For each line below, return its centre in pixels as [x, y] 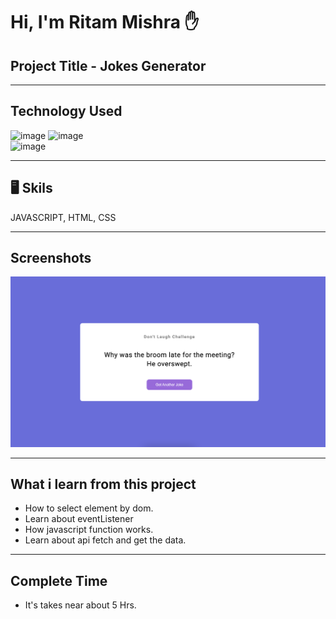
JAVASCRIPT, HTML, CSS [63, 217]
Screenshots [51, 258]
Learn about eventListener [79, 519]
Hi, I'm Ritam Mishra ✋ [105, 22]
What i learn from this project [103, 484]
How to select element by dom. [89, 508]
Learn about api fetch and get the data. [105, 540]
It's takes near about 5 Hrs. [80, 605]
